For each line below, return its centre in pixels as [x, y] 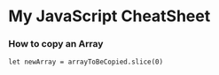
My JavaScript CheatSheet [109, 16]
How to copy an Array [56, 44]
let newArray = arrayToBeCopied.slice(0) [86, 62]
